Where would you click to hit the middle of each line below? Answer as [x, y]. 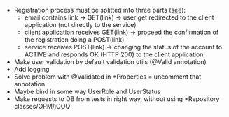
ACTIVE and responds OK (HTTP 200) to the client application [114, 54]
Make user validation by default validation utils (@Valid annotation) [110, 62]
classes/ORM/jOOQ [42, 106]
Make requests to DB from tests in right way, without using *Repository [117, 99]
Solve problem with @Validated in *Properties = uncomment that [107, 77]
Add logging [32, 69]
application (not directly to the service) [80, 25]
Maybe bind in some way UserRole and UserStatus [87, 91]
